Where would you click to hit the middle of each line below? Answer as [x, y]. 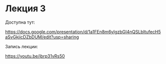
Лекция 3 [26, 9]
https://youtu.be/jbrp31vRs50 [35, 56]
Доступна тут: [20, 22]
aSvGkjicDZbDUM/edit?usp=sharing [42, 37]
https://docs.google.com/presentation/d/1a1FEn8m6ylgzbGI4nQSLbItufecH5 [83, 32]
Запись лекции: [22, 46]
